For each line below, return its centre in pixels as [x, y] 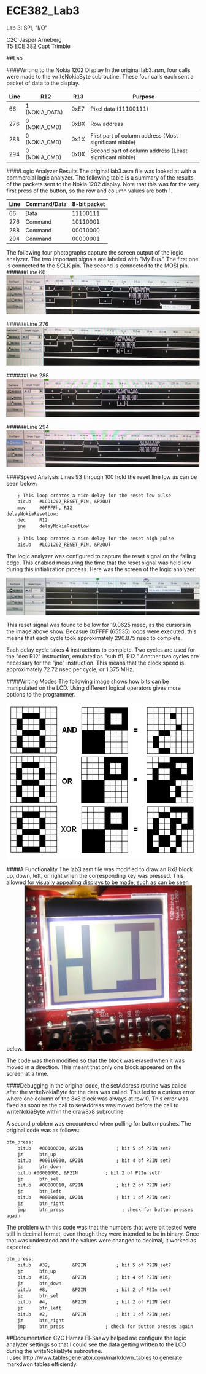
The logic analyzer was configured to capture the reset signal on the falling [101, 556]
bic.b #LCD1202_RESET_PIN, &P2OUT [64, 502]
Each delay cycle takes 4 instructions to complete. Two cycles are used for [101, 650]
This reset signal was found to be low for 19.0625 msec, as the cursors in [99, 625]
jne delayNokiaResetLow [53, 526]
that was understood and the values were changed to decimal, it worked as [101, 1240]
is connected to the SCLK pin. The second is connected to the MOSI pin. [98, 266]
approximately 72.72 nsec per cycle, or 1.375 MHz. [70, 669]
